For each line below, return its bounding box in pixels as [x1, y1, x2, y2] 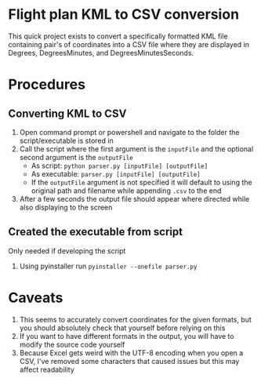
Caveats [8, 289, 63, 307]
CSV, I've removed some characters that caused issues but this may [19, 356, 240, 366]
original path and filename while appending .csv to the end [31, 186, 222, 195]
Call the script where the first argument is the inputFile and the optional [19, 144, 254, 154]
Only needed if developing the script [8, 246, 126, 256]
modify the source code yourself [19, 340, 125, 349]
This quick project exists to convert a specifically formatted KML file [8, 31, 229, 41]
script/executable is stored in [19, 136, 114, 145]
